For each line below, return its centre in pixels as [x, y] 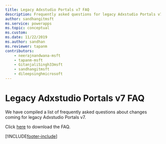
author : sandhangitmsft [30, 19]
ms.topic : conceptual [27, 28]
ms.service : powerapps [28, 23]
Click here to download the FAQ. [38, 127]
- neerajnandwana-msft [37, 55]
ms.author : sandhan [25, 42]
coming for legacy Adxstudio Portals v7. [46, 117]
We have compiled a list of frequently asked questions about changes [76, 112]
